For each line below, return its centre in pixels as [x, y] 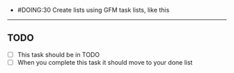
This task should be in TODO [58, 54]
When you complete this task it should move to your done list [105, 62]
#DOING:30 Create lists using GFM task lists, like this [93, 10]
